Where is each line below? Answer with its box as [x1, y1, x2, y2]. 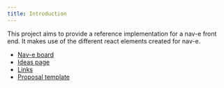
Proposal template [17, 73, 70, 81]
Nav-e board [17, 50, 54, 59]
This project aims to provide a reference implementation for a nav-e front [7, 29, 217, 38]
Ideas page [17, 57, 50, 66]
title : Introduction [7, 10, 68, 17]
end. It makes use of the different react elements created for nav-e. [7, 36, 201, 45]
